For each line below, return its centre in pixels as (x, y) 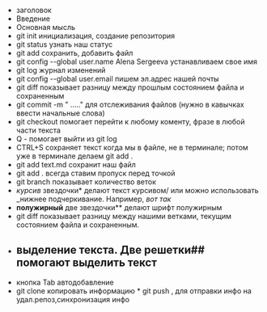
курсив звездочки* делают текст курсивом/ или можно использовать (137, 190)
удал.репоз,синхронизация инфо (73, 299)
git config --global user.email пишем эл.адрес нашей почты (118, 79)
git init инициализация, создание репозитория (95, 36)
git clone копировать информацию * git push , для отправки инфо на (134, 291)
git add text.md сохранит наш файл (76, 164)
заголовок (34, 10)
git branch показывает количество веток (86, 182)
